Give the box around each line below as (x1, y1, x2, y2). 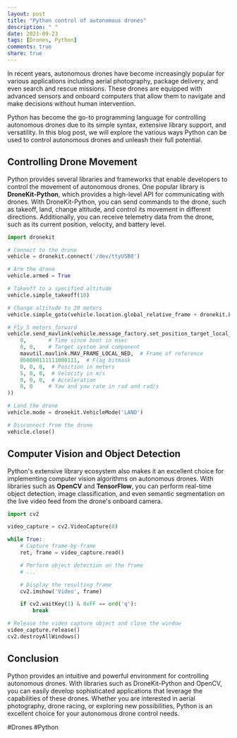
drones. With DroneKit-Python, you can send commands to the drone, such (7, 197, 226, 206)
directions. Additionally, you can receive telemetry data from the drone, (7, 212, 214, 221)
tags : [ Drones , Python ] (7, 37, 78, 44)
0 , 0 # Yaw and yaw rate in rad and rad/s (20, 383, 159, 390)
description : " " (7, 23, 59, 30)
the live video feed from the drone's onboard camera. (7, 497, 163, 505)
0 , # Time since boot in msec (20, 337, 128, 344)
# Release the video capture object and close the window (7, 620, 181, 627)
